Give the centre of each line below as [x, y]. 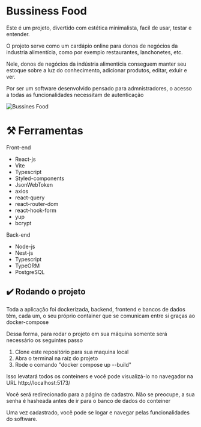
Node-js [25, 246]
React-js [25, 159]
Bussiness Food [46, 11]
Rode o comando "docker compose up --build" [73, 364]
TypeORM [27, 266]
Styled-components [40, 178]
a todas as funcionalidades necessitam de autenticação [75, 95]
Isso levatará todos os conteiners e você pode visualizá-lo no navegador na [100, 376]
